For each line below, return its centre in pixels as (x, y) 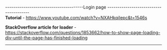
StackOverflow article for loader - (41, 27)
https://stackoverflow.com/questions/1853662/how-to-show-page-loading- (83, 32)
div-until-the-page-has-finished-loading (46, 38)
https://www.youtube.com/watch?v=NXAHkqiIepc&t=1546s (86, 18)
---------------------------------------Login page (56, 7)
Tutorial (13, 18)
